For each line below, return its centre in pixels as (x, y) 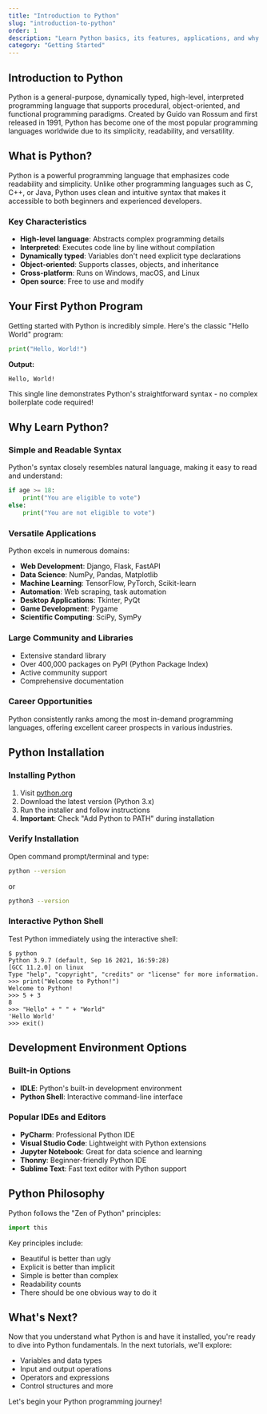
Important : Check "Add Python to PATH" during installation (117, 818)
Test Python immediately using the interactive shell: (93, 938)
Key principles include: (46, 1243)
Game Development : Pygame (69, 609)
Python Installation (56, 753)
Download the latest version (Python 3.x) (87, 801)
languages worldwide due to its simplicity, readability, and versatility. (121, 131)
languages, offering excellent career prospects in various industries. (121, 727)
